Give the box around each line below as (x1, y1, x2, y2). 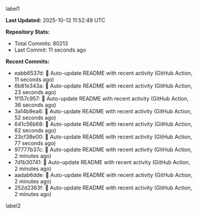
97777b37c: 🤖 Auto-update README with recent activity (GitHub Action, (14, 146, 193, 153)
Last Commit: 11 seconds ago (14, 46, 86, 53)
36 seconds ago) (14, 101, 56, 108)
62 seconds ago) (14, 127, 56, 134)
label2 (5, 202, 21, 209)
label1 (5, 5, 20, 12)
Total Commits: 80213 (14, 40, 68, 47)
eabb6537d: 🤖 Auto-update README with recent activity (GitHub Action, (14, 70, 193, 77)
